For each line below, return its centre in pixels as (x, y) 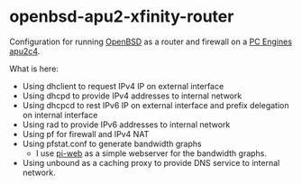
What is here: (34, 69)
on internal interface (60, 115)
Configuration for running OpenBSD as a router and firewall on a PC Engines (151, 42)
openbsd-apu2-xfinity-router (122, 17)
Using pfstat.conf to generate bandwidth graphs (112, 143)
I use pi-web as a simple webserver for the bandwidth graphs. (151, 153)
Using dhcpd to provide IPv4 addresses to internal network (132, 96)
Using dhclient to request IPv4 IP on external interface (123, 86)
